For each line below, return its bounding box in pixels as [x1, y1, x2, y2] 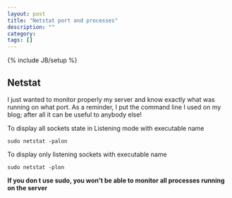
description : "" [7, 23, 55, 30]
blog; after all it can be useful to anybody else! [7, 110, 142, 119]
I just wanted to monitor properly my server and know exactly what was [7, 95, 215, 103]
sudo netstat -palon [7, 137, 68, 145]
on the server [7, 183, 48, 192]
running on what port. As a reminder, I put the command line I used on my [7, 103, 221, 111]
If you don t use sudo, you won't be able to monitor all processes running [7, 176, 225, 185]
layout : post [7, 10, 46, 18]
